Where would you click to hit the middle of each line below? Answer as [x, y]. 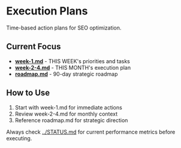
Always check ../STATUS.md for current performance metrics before [91, 132]
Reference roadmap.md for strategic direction [71, 120]
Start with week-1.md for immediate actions [69, 107]
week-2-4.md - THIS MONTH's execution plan [73, 67]
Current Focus [34, 47]
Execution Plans [47, 11]
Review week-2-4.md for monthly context [66, 114]
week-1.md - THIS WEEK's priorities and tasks [73, 61]
